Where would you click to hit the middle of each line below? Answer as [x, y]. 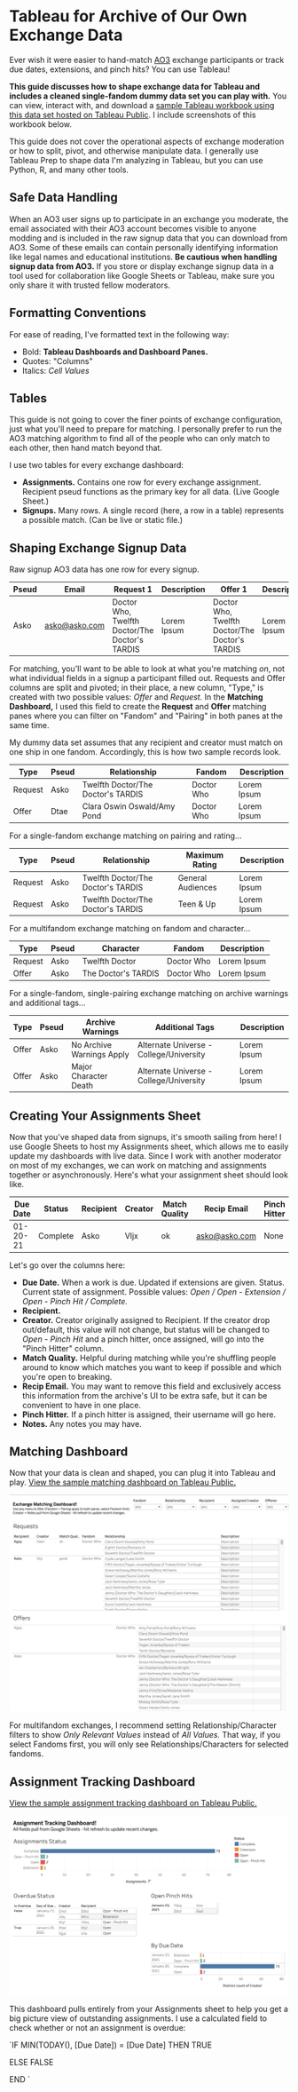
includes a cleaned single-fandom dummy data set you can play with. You [148, 96]
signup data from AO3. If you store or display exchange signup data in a [142, 266]
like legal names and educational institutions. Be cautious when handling [143, 257]
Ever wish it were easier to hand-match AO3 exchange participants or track [147, 59]
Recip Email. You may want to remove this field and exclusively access [152, 1386]
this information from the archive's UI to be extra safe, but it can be [145, 1395]
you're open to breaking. [67, 1376]
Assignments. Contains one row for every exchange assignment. [141, 482]
